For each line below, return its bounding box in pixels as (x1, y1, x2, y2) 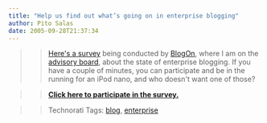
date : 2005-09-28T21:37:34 (8, 27, 99, 35)
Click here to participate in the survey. (47, 90, 179, 100)
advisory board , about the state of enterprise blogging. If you (47, 57, 251, 67)
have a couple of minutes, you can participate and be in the (47, 66, 245, 76)
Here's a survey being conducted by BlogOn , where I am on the (47, 49, 259, 59)
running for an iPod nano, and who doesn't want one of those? (47, 74, 256, 84)
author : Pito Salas (8, 19, 74, 27)
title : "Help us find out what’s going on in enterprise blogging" (8, 11, 240, 20)
